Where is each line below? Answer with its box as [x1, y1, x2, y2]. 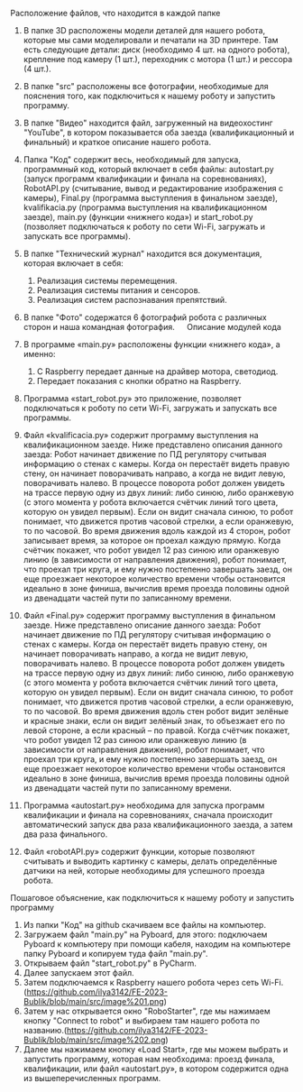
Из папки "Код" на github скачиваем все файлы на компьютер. [23, 920, 267, 930]
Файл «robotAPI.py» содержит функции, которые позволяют [23, 847, 255, 857]
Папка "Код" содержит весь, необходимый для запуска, [23, 154, 242, 165]
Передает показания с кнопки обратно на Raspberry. [36, 376, 242, 386]
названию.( [23, 1025, 68, 1035]
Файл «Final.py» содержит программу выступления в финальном [23, 610, 276, 620]
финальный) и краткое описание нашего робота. [23, 137, 211, 147]
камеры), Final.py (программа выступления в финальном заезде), [23, 193, 279, 203]
